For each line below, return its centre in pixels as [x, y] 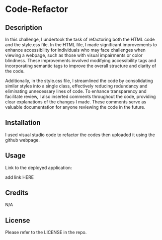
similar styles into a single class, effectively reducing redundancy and [76, 86]
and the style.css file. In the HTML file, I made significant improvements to [81, 45]
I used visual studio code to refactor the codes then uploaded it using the [80, 135]
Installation [23, 123]
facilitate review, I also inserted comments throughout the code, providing [81, 96]
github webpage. [22, 140]
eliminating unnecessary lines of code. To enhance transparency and [76, 91]
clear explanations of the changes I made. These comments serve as [76, 102]
